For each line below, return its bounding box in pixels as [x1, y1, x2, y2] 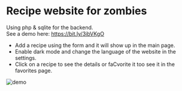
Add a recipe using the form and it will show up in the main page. [14, 42, 175, 49]
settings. [14, 54, 37, 61]
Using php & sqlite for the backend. [6, 24, 93, 31]
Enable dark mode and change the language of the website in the [14, 48, 177, 55]
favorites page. [14, 67, 53, 74]
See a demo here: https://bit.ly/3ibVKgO [6, 30, 105, 37]
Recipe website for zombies [6, 4, 147, 18]
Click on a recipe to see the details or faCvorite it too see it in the [14, 61, 175, 68]
